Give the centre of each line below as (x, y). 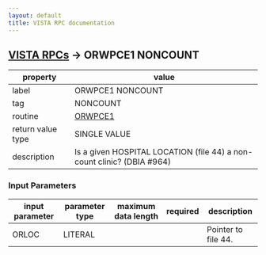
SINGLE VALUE (103, 134)
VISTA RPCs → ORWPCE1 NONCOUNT (104, 55)
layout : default (35, 15)
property (40, 78)
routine (25, 116)
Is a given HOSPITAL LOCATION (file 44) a (153, 152)
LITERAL (79, 234)
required (182, 211)
